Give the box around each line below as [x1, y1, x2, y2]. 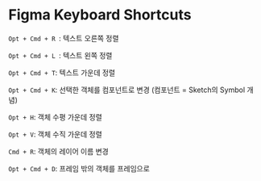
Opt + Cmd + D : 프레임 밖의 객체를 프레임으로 [8, 163, 151, 173]
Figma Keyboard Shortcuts [8, 6, 192, 24]
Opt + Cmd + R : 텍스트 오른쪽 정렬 [8, 33, 119, 43]
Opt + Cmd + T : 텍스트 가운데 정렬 [8, 67, 115, 78]
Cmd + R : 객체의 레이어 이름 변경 [8, 146, 109, 156]
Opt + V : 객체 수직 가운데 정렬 [8, 129, 102, 139]
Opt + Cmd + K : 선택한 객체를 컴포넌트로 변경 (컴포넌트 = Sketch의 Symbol [8, 85, 246, 95]
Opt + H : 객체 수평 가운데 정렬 [8, 112, 102, 122]
